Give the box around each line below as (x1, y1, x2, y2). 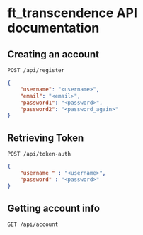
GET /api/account (7, 221, 59, 228)
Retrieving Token (7, 132, 84, 144)
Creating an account (7, 48, 100, 60)
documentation (7, 20, 100, 36)
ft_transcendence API (7, 5, 138, 21)
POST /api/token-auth (7, 151, 71, 158)
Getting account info (7, 202, 101, 214)
